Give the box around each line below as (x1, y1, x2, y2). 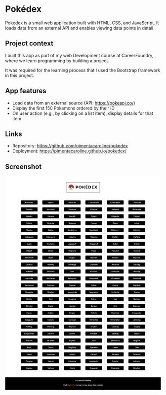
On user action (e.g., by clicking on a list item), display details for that (12, 110, 153, 116)
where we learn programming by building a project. (5, 58, 110, 64)
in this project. (5, 72, 35, 78)
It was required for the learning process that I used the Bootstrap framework (5, 67, 161, 73)
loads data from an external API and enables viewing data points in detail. (5, 25, 155, 31)
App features (5, 87, 47, 95)
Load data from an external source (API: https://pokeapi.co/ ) (12, 100, 135, 106)
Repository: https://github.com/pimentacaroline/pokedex (12, 143, 128, 149)
